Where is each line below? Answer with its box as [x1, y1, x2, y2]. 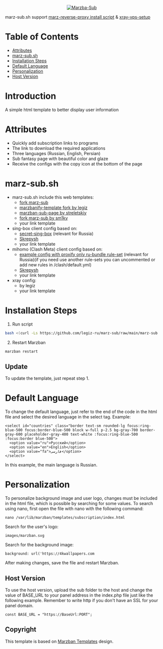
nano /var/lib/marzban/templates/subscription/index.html [5, 515, 125, 520]
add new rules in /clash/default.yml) [19, 262, 91, 268]
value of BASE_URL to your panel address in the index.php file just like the [5, 592, 153, 598]
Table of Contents [5, 31, 79, 43]
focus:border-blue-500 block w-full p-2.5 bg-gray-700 [24, 428, 138, 433]
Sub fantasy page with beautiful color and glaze [12, 156, 109, 162]
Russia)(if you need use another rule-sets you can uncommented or [19, 256, 156, 262]
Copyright [5, 626, 36, 634]
